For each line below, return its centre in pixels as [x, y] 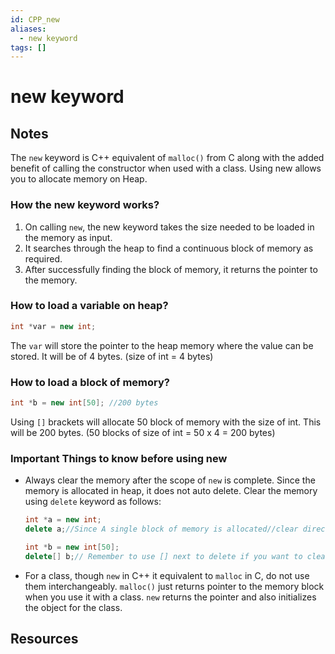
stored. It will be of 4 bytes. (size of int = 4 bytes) [112, 356]
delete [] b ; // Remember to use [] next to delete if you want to [163, 556]
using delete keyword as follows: [93, 502]
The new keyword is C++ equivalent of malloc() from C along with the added [167, 158]
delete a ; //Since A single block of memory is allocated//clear [161, 529]
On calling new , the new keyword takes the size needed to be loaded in [169, 227]
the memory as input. [68, 237]
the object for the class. [73, 607]
